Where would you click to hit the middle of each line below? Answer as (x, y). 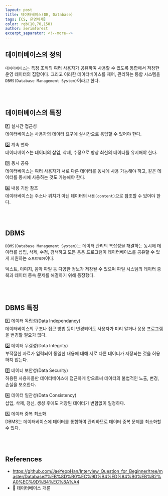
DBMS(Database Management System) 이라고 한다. (53, 80)
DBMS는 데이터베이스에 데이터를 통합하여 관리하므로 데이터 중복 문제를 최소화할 (83, 422)
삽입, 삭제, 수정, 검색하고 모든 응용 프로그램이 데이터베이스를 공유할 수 (87, 252)
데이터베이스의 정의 (33, 55)
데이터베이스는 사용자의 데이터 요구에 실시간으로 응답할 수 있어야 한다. (73, 134)
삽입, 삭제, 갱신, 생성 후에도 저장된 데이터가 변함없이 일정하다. (65, 403)
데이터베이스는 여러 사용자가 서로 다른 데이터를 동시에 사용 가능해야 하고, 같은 (81, 171)
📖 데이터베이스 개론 (31, 488)
